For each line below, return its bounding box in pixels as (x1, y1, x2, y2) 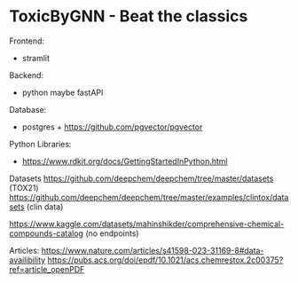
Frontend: (9, 35, 45, 46)
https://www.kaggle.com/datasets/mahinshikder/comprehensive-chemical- (9, 218, 285, 229)
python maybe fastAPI (21, 87, 104, 98)
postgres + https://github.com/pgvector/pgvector (21, 122, 203, 132)
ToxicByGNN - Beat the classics (9, 6, 248, 27)
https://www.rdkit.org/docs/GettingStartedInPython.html (21, 155, 228, 166)
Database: (9, 104, 47, 114)
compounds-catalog (9, 228, 84, 239)
